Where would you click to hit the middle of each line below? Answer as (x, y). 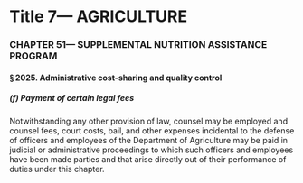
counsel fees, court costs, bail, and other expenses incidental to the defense (152, 130)
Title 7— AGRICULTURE (99, 17)
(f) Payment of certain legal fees (72, 98)
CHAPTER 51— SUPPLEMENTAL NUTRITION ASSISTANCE (138, 45)
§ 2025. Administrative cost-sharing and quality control (116, 78)
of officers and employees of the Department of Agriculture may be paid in (148, 140)
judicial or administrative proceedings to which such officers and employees (151, 150)
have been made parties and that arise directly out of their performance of (148, 159)
